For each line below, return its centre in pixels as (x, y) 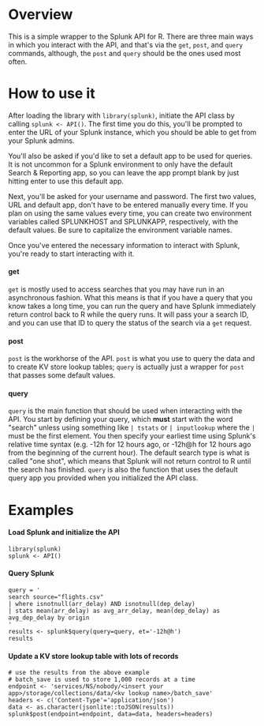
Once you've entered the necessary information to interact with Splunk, (124, 245)
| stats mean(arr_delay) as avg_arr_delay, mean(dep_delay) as (114, 611)
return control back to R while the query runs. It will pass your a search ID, (128, 314)
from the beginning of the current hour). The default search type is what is (129, 453)
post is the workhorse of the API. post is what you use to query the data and (132, 359)
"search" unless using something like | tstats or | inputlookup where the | (132, 427)
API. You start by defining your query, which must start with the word (121, 419)
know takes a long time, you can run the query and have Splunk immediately (132, 307)
